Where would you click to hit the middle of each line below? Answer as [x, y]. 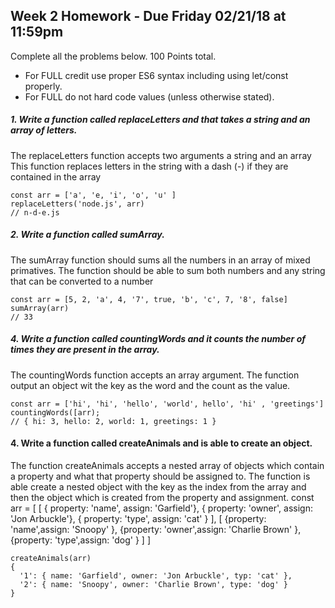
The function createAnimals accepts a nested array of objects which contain [167, 465]
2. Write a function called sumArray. [87, 235]
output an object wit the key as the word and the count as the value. [150, 385]
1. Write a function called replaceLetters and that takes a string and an [160, 120]
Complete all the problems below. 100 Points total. [113, 56]
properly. [43, 86]
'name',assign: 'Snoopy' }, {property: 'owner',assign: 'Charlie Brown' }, [156, 529]
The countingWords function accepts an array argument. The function [155, 375]
